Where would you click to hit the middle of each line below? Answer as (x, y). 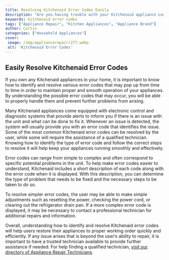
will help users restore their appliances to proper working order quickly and (83, 231)
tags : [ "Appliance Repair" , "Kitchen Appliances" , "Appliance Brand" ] (81, 24)
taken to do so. (21, 185)
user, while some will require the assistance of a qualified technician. (76, 138)
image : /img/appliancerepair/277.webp (48, 43)
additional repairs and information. (41, 216)
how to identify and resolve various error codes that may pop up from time (82, 85)
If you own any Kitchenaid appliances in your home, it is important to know (82, 80)
